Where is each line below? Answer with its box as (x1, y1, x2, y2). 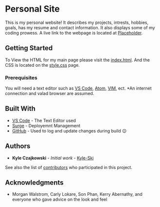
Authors (5, 142, 31, 151)
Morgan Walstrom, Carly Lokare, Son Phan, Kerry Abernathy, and (12, 191, 142, 197)
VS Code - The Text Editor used (12, 117, 76, 123)
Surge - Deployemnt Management (12, 123, 80, 129)
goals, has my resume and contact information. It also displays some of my (5, 24, 155, 30)
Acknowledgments (5, 179, 64, 187)
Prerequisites (5, 74, 37, 81)
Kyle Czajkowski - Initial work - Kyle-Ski (12, 155, 94, 161)
